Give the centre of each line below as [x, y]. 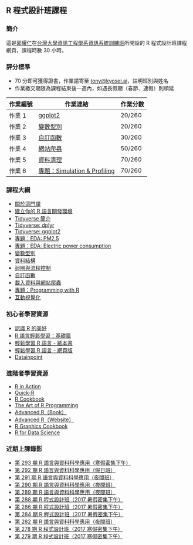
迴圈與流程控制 [33, 268]
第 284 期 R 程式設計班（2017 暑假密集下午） [69, 514]
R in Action [28, 386]
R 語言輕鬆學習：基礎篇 [43, 335]
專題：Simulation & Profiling [77, 171]
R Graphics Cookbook [41, 426]
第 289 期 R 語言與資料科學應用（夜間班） [65, 492]
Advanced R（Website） [44, 420]
